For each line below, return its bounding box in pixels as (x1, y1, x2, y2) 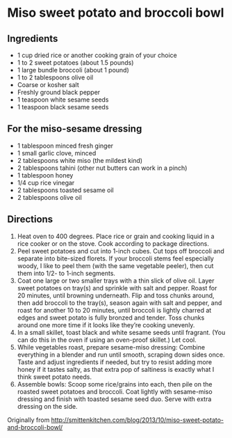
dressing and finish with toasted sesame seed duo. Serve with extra (17, 395, 212, 403)
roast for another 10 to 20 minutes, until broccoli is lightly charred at (17, 306, 212, 314)
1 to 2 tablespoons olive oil (17, 73, 94, 81)
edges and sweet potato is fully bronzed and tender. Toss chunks (17, 313, 205, 322)
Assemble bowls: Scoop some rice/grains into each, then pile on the (17, 380, 213, 388)
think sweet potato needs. (17, 373, 92, 381)
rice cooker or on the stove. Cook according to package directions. (17, 239, 210, 248)
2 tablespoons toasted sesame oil (17, 186, 114, 194)
